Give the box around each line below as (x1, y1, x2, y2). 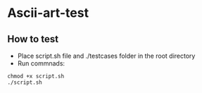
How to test (7, 33, 58, 45)
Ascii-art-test (7, 5, 89, 21)
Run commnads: (17, 59, 65, 68)
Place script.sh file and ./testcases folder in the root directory (17, 51, 196, 60)
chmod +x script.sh (7, 73, 65, 80)
